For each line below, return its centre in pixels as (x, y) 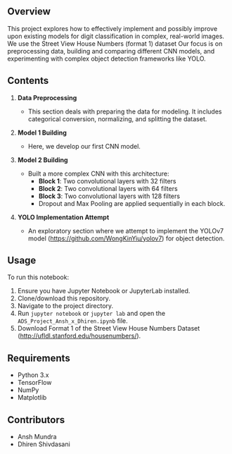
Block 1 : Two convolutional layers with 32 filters (107, 181)
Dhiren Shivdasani (44, 444)
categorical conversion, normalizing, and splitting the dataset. (117, 118)
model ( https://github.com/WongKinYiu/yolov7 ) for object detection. (126, 238)
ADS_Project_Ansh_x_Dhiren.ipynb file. (72, 321)
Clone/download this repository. (64, 298)
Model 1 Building (42, 133)
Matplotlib (32, 398)
